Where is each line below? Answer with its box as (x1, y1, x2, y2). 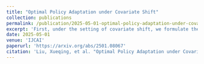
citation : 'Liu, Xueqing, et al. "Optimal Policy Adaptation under (6, 49, 181, 55)
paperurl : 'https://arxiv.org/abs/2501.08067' (6, 43, 126, 49)
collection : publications (6, 15, 72, 21)
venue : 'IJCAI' (6, 37, 45, 43)
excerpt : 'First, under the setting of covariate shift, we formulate (6, 26, 189, 32)
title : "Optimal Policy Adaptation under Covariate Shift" (6, 9, 159, 15)
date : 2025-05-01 (6, 32, 50, 38)
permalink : (6, 20, 34, 26)
